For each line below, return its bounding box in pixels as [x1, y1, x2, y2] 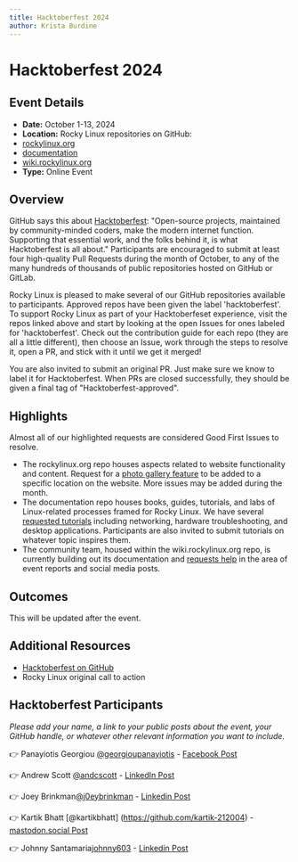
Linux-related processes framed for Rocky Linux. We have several [21, 506, 264, 517]
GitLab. [9, 273, 36, 283]
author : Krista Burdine [9, 21, 98, 30]
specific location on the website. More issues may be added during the [21, 478, 283, 488]
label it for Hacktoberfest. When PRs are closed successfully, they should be [9, 374, 290, 384]
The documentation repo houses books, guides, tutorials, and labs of [21, 497, 276, 508]
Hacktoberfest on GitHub [21, 661, 114, 673]
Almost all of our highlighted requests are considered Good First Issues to [9, 432, 279, 443]
